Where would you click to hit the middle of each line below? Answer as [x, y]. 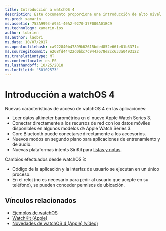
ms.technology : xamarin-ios [34, 28]
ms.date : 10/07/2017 [27, 42]
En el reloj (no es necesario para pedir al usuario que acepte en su [80, 179]
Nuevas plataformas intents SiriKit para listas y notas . [67, 149]
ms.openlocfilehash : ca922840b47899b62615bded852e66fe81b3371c [72, 47]
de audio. [22, 144]
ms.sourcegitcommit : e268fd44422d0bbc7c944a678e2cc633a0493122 [72, 51]
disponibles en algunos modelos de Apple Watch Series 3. [72, 128]
